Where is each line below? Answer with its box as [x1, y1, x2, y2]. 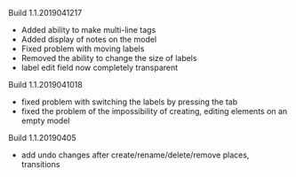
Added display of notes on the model [20, 35, 157, 44]
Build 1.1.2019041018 [8, 80, 84, 89]
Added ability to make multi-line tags [20, 25, 156, 35]
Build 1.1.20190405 [8, 133, 76, 142]
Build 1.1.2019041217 [8, 8, 83, 18]
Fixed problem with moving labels [20, 43, 145, 54]
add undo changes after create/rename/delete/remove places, [20, 150, 250, 160]
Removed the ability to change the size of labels [20, 53, 197, 63]
